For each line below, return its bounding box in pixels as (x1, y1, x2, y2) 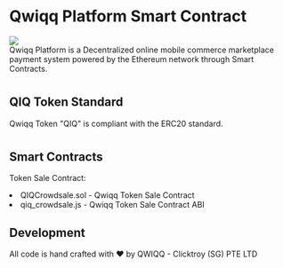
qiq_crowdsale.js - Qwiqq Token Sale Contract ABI (20, 200, 205, 210)
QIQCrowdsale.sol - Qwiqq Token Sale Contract (20, 190, 195, 201)
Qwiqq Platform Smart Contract (9, 6, 247, 27)
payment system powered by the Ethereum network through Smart (9, 53, 255, 64)
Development (9, 225, 86, 240)
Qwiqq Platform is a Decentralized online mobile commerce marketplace (9, 44, 274, 55)
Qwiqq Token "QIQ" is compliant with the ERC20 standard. (9, 118, 224, 129)
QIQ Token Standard (9, 95, 124, 110)
